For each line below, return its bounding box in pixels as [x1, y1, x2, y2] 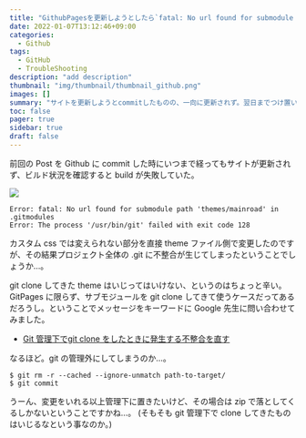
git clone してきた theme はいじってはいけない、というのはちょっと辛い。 [9, 280, 287, 290]
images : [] [9, 89, 51, 98]
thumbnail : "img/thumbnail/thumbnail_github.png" [9, 81, 202, 90]
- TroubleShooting [17, 65, 88, 74]
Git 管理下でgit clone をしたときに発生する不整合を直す [22, 333, 230, 344]
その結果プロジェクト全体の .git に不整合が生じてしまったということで [25, 249, 289, 260]
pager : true [9, 115, 55, 124]
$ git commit [9, 379, 59, 388]
